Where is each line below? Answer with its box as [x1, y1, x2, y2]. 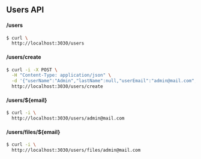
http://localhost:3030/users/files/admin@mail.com [11, 147, 141, 154]
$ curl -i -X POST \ [6, 67, 58, 73]
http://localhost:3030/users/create [11, 83, 103, 89]
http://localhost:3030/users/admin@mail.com [11, 115, 125, 122]
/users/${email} [6, 96, 47, 104]
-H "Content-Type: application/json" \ [11, 72, 112, 79]
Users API [6, 5, 44, 15]
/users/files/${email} [6, 128, 61, 136]
